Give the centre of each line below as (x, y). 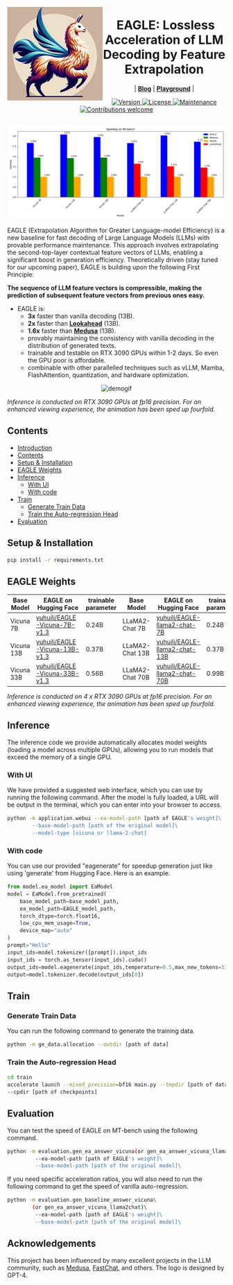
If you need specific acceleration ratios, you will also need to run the (105, 1179)
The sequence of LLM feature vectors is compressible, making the (105, 288)
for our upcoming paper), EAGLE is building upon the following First (104, 267)
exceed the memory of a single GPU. (60, 757)
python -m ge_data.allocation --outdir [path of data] (88, 1044)
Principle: (21, 274)
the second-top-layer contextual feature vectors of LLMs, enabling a (105, 252)
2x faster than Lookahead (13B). (74, 323)
